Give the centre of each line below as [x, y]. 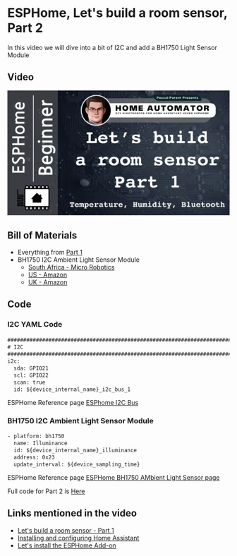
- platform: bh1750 [36, 436]
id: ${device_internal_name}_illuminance [75, 451]
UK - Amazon [48, 282]
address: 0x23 [34, 458]
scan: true [30, 382]
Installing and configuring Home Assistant [78, 538]
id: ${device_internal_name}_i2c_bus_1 [72, 389]
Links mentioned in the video [72, 513]
